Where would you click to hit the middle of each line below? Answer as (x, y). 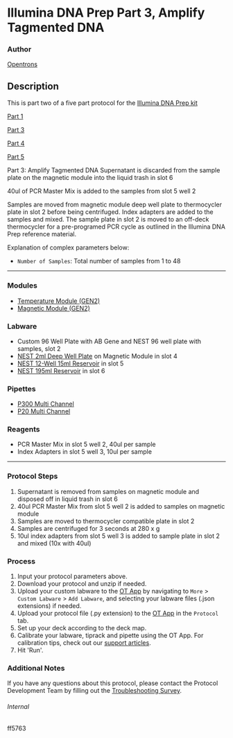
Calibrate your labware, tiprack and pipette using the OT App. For (110, 635)
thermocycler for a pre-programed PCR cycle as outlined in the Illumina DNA (116, 227)
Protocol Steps (33, 476)
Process (21, 561)
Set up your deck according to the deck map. (82, 628)
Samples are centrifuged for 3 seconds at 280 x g (88, 528)
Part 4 (16, 143)
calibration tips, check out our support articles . (84, 643)
